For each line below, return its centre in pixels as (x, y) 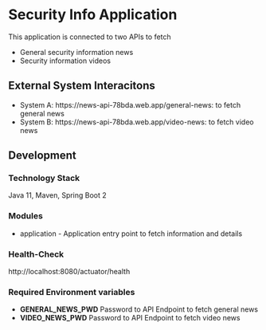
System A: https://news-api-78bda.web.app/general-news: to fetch (130, 104)
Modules (26, 216)
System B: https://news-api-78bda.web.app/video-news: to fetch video (137, 122)
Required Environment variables (72, 292)
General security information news (76, 52)
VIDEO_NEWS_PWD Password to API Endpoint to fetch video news (130, 318)
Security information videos (65, 61)
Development (43, 156)
